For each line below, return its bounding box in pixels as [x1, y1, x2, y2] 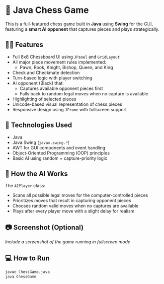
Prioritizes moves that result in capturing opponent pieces [12, 198, 131, 204]
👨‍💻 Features [5, 41, 44, 49]
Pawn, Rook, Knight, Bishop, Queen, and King [19, 64, 113, 70]
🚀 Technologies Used [5, 121, 72, 130]
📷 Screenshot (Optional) [5, 223, 83, 231]
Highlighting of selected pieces [12, 96, 77, 102]
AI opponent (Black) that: [12, 80, 64, 86]
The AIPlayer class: [5, 183, 46, 189]
